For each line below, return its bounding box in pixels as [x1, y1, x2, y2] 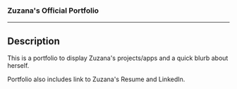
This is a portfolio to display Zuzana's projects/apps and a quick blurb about [7, 54, 229, 62]
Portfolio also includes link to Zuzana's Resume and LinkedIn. [7, 75, 186, 83]
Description [7, 35, 60, 47]
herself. [7, 61, 30, 70]
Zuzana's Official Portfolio [7, 6, 99, 16]
